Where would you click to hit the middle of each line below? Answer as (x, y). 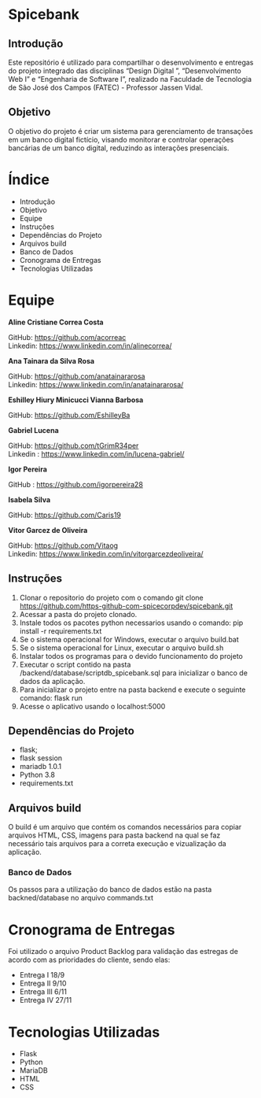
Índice (29, 179)
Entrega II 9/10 (43, 983)
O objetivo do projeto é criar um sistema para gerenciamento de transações (131, 131)
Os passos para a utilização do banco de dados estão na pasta (110, 889)
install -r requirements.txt (61, 630)
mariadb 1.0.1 (40, 767)
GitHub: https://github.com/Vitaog (63, 545)
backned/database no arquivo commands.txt (81, 898)
